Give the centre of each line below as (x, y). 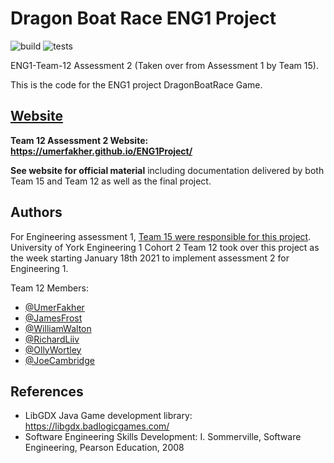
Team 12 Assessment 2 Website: (79, 140)
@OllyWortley (53, 349)
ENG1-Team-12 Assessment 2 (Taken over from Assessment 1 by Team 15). (164, 65)
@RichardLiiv (52, 339)
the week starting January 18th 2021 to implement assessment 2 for (150, 258)
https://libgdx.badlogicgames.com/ (97, 426)
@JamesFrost (53, 318)
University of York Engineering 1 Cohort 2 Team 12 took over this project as (165, 247)
